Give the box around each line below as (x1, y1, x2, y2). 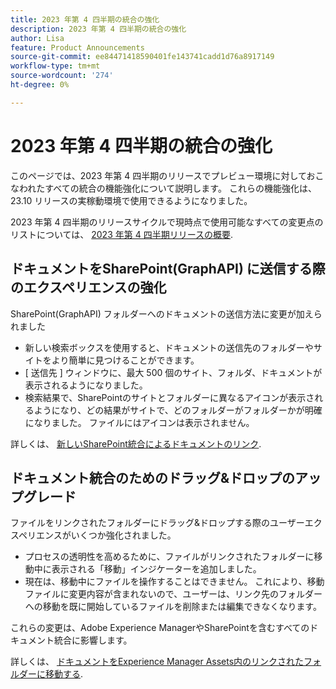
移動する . (44, 668, 84, 680)
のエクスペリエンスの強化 (10, 279, 167, 296)
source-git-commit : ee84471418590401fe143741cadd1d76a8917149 (10, 52, 275, 62)
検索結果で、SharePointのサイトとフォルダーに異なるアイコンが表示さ (24, 391, 315, 403)
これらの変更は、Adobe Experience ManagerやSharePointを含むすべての (10, 622, 310, 634)
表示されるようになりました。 (24, 379, 148, 391)
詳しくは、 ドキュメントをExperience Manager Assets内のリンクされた (10, 656, 305, 668)
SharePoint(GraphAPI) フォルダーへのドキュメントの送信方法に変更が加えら (10, 307, 323, 320)
